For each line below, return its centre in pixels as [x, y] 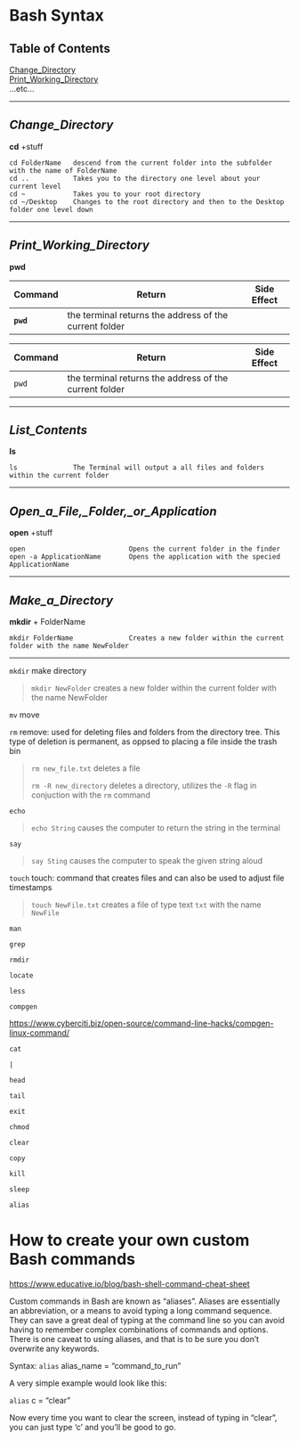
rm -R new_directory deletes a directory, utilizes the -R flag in [144, 786]
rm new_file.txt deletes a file [85, 768]
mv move [24, 715]
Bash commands [73, 1260]
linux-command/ [39, 1033]
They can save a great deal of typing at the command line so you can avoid [147, 1320]
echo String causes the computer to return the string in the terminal [155, 828]
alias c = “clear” [40, 1400]
